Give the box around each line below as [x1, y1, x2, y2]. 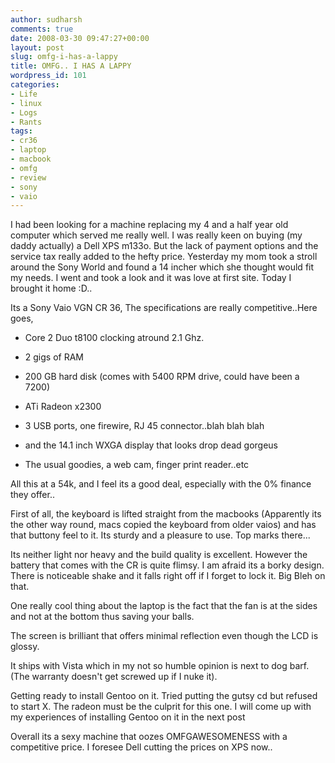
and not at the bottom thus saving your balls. [10, 611, 195, 623]
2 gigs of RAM [24, 351, 84, 363]
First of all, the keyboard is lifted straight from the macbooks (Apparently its [10, 508, 322, 520]
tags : [10, 126, 33, 136]
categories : [10, 80, 60, 90]
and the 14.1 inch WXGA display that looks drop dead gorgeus [24, 439, 278, 451]
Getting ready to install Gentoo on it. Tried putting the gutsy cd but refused [10, 690, 318, 702]
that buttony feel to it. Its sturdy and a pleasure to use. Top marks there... [10, 529, 311, 541]
